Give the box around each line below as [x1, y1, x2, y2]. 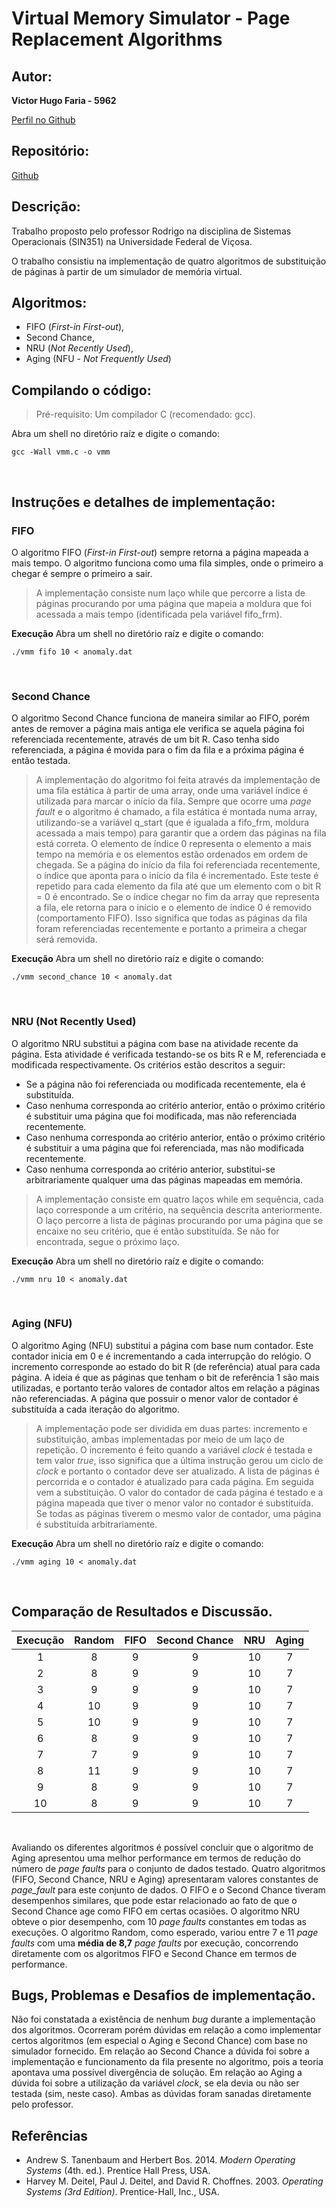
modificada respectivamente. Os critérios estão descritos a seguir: [11, 1058, 286, 1071]
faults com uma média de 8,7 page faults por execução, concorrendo [11, 1937, 299, 1949]
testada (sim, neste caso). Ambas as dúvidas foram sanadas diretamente [11, 2088, 312, 2100]
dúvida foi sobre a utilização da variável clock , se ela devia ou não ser [11, 2077, 300, 2089]
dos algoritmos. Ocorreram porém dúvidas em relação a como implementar [11, 2024, 322, 2036]
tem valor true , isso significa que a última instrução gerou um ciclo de [35, 1454, 324, 1466]
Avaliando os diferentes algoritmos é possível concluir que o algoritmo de [11, 1841, 314, 1853]
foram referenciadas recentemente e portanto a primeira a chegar [35, 923, 308, 935]
